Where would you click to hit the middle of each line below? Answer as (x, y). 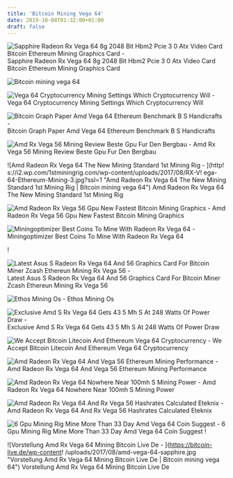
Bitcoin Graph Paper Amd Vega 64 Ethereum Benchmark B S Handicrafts (111, 131)
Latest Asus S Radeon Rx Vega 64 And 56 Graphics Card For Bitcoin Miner (114, 278)
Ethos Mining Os (91, 299)
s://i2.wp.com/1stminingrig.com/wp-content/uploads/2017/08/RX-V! (105, 173)
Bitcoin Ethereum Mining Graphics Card (64, 68)
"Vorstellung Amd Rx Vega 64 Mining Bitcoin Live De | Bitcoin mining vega (113, 460)
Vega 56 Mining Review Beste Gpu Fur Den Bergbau (82, 152)
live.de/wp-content (34, 452)
